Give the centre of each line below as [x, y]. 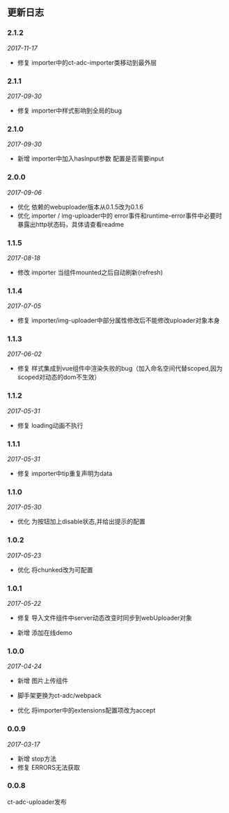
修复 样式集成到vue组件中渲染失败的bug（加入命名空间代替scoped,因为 [120, 368]
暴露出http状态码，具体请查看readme [71, 224]
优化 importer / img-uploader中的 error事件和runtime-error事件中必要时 [120, 216]
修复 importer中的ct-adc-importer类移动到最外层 [87, 62]
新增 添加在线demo [45, 632]
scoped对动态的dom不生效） [59, 377]
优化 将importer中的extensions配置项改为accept [86, 710]
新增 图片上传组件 [42, 681]
